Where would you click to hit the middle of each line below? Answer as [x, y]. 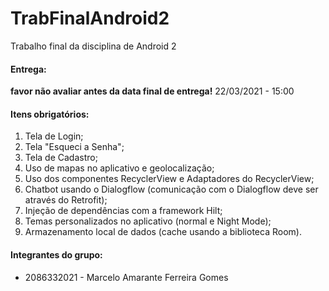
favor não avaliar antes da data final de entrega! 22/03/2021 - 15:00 [152, 91]
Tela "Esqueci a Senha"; [74, 147]
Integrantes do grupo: [56, 254]
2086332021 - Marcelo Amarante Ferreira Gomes [126, 277]
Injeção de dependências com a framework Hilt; [123, 211]
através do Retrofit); [66, 200]
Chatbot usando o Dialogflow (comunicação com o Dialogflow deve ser [171, 189]
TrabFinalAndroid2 [90, 18]
